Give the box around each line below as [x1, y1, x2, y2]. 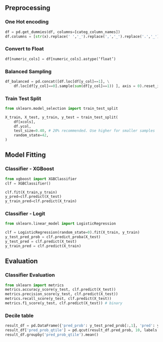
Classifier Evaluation [5, 272, 55, 278]
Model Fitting [5, 151, 46, 159]
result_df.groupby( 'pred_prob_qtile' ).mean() [5, 332, 98, 337]
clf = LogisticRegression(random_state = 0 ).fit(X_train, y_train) [5, 230, 140, 235]
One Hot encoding [5, 18, 49, 25]
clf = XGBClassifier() [5, 181, 51, 186]
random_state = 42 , [14, 133, 49, 138]
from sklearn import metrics [5, 283, 64, 288]
